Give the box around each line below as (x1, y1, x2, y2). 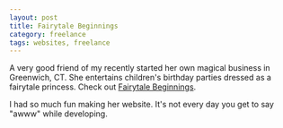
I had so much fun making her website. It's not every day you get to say (9, 99, 274, 110)
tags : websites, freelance (9, 38, 111, 47)
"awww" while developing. (9, 108, 108, 119)
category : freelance (9, 30, 87, 38)
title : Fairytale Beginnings (9, 21, 119, 30)
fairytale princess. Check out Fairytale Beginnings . (9, 81, 197, 92)
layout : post (9, 13, 58, 22)
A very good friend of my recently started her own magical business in (9, 63, 271, 73)
